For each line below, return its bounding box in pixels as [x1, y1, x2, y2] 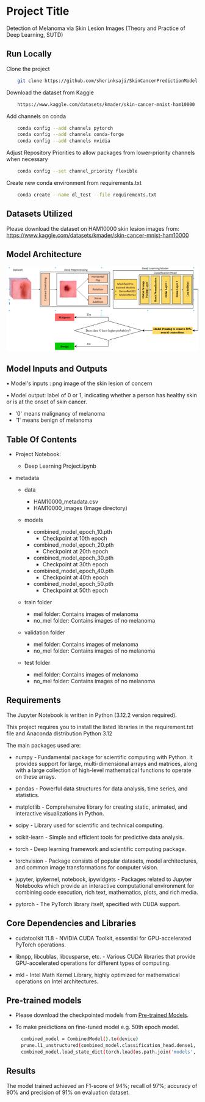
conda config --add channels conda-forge [17, 132, 124, 138]
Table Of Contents [6, 434, 77, 444]
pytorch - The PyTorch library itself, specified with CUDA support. [15, 900, 181, 907]
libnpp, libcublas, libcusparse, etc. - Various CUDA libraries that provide [15, 953, 196, 960]
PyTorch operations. [15, 941, 67, 948]
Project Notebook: [15, 450, 61, 457]
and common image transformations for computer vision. [15, 863, 159, 871]
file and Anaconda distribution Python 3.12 [6, 730, 113, 737]
